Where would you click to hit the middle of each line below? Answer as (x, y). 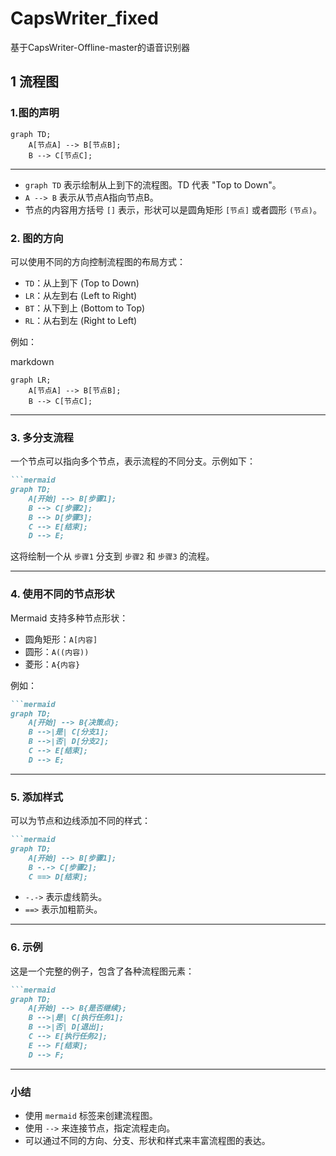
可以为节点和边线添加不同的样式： (80, 821)
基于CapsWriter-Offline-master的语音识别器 (100, 47)
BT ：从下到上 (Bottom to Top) (85, 308)
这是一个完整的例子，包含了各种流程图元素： (102, 971)
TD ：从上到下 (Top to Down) (82, 283)
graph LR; (31, 380)
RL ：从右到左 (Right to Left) (81, 320)
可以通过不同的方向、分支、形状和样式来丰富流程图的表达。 (147, 1141)
